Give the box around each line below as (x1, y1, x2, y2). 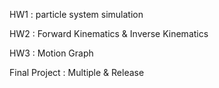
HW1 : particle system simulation (9, 9, 144, 20)
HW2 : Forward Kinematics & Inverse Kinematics (9, 28, 209, 39)
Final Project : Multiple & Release (9, 67, 145, 78)
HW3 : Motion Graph (9, 47, 94, 59)
